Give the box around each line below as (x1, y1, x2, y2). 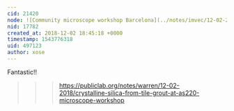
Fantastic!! (7, 67, 37, 76)
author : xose (7, 49, 45, 56)
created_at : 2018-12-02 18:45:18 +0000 (7, 29, 123, 37)
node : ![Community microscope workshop (7, 17, 123, 24)
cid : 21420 (7, 10, 39, 17)
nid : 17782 (7, 23, 39, 30)
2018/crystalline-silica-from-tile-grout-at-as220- (58, 88, 200, 97)
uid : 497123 (7, 42, 42, 49)
